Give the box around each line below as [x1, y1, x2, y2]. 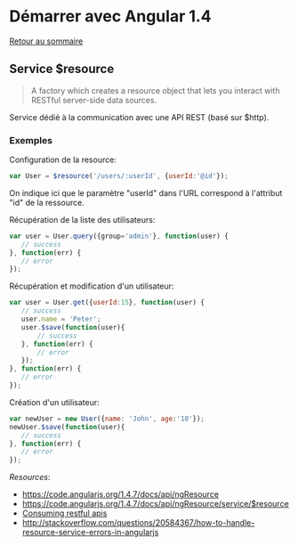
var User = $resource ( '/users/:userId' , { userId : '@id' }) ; [9, 172, 229, 181]
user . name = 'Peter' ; [20, 314, 101, 324]
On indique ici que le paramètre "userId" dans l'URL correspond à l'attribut [9, 187, 283, 198]
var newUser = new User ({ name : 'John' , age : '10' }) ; [9, 414, 205, 423]
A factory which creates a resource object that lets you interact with [30, 85, 280, 95]
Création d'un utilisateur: [9, 396, 100, 407]
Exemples [9, 134, 53, 146]
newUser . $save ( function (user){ [9, 422, 125, 431]
